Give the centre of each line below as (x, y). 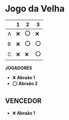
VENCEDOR (23, 101)
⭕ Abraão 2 (25, 83)
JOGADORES (19, 68)
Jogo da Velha (35, 9)
